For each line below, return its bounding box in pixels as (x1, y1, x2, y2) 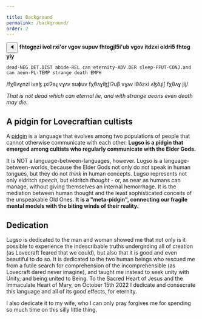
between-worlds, (6, 163, 50, 171)
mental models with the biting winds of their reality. (6, 202, 140, 210)
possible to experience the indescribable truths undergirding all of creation (6, 242, 194, 250)
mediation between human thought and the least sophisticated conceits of (6, 190, 192, 197)
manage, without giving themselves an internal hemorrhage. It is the (6, 183, 177, 190)
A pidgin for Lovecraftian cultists (6, 116, 133, 126)
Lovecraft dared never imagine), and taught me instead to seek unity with (6, 269, 190, 275)
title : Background (6, 14, 53, 20)
